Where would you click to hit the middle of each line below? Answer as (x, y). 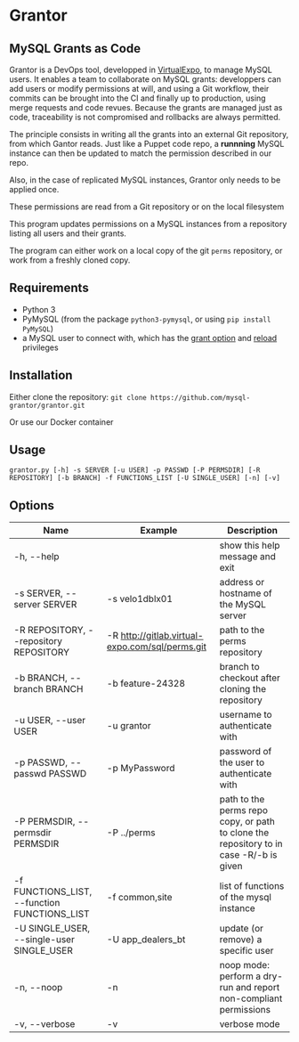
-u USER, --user (50, 720)
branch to (239, 667)
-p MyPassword (141, 769)
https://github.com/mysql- (200, 397)
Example (159, 531)
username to (246, 715)
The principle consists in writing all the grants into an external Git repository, (149, 134)
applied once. (34, 189)
